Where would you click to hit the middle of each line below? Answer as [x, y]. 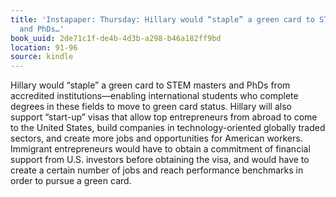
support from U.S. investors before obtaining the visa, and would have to [160, 160]
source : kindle [42, 57]
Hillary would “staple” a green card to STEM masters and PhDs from [150, 85]
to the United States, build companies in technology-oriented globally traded [168, 128]
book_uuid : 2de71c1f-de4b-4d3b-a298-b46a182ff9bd [116, 38]
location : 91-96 [44, 47]
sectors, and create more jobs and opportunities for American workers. [156, 138]
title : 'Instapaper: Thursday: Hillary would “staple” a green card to [162, 19]
